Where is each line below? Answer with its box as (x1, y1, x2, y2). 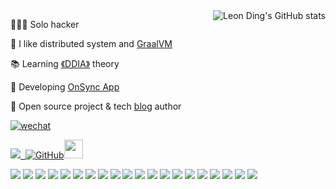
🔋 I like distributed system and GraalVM (10, 38, 173, 49)
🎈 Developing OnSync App (10, 81, 120, 93)
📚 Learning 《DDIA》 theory (10, 58, 120, 69)
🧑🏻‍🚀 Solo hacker (10, 19, 80, 30)
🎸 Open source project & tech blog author (10, 100, 182, 112)
